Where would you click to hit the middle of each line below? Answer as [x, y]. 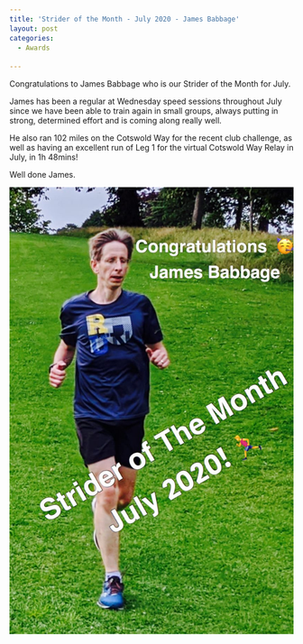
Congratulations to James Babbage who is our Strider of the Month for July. [150, 84]
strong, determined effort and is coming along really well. [116, 121]
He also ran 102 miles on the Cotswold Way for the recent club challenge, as [151, 138]
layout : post [34, 28]
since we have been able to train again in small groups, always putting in [144, 111]
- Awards [34, 48]
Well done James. [43, 175]
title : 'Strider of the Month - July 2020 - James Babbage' [125, 19]
